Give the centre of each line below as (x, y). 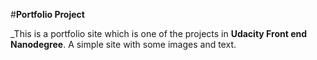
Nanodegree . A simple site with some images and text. (123, 44)
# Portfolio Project (47, 14)
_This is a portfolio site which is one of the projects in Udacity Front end (159, 33)
